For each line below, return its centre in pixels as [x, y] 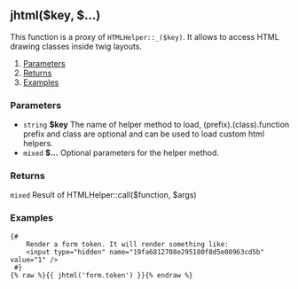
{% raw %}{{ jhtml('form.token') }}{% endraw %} [102, 275]
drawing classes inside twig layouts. [76, 46]
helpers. [38, 144]
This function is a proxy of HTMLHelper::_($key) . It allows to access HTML [145, 36]
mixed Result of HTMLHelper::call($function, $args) [104, 195]
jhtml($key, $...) [55, 16]
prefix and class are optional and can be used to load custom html [144, 134]
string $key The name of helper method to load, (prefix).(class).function [156, 125]
